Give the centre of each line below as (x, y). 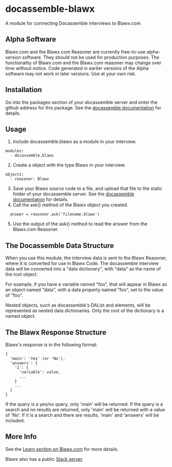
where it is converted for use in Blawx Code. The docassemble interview (82, 263)
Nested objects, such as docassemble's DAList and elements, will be (78, 305)
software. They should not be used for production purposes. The (91, 57)
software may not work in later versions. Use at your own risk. (71, 74)
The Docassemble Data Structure (60, 246)
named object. (21, 316)
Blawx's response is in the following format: (51, 345)
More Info (21, 437)
